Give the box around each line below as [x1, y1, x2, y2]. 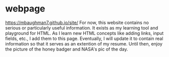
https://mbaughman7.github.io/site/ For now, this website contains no [5, 19, 149, 25]
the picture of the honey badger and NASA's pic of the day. [5, 46, 128, 52]
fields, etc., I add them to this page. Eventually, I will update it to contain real [5, 35, 163, 41]
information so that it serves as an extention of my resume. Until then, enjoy [5, 40, 163, 46]
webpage [5, 3, 45, 14]
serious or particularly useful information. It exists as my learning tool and [5, 24, 158, 30]
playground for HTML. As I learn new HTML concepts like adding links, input [5, 30, 164, 36]
